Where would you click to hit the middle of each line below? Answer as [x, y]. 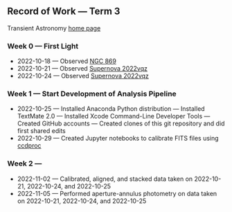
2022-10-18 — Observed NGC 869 [66, 61]
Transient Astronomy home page [54, 28]
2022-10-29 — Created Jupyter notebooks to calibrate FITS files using [118, 139]
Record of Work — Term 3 [64, 11]
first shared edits [41, 131]
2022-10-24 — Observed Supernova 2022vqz [83, 76]
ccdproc [29, 145]
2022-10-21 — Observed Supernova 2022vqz [82, 69]
